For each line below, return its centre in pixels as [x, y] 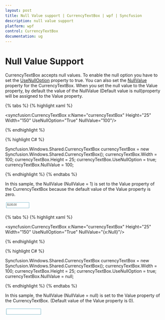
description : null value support [39, 21]
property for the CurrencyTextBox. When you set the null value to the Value [81, 85]
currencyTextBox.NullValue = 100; [39, 165]
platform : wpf [20, 26]
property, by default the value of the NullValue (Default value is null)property [83, 91]
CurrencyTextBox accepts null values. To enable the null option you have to [82, 75]
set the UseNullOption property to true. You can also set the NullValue [76, 80]
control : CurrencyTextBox [32, 31]
